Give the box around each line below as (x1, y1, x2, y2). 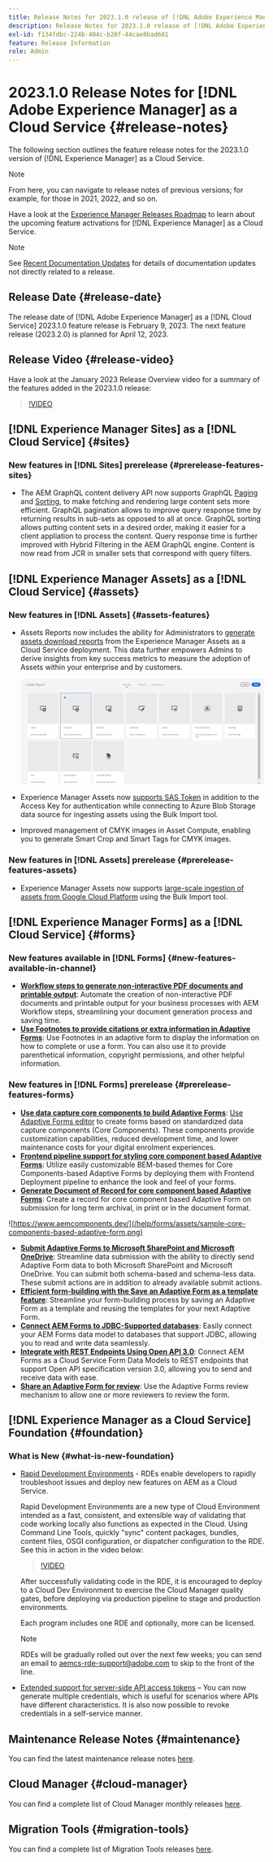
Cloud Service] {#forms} (8, 928, 136, 942)
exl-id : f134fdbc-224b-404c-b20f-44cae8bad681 (8, 30, 169, 38)
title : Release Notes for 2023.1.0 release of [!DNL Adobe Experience (8, 13, 253, 21)
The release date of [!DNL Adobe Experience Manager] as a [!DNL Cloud (8, 311, 252, 321)
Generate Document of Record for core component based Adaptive (19, 1186, 252, 1195)
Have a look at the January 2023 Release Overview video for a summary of (8, 374, 260, 384)
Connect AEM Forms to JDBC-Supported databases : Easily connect (19, 1320, 252, 1330)
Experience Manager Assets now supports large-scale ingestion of (19, 883, 245, 893)
